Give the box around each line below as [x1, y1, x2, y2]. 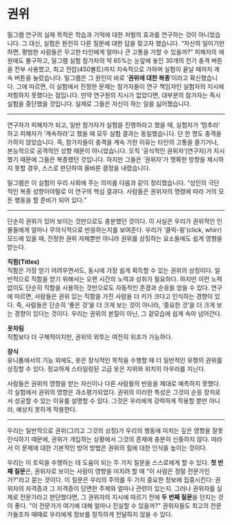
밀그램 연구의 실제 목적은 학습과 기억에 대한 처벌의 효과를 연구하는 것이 [7, 30, 197, 39]
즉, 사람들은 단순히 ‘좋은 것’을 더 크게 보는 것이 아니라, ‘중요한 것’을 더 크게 [16, 300, 215, 309]
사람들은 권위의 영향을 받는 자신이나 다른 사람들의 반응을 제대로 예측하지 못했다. [7, 379, 221, 388]
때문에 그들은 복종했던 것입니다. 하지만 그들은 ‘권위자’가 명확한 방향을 [19, 155, 206, 163]
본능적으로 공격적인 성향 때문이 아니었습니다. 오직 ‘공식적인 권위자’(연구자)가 [7, 146, 213, 155]
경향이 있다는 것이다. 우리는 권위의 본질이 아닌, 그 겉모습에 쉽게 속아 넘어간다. [14, 309, 222, 318]
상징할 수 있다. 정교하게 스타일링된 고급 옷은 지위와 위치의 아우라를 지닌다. [7, 364, 206, 373]
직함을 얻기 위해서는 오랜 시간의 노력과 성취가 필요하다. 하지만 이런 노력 [30, 274, 223, 283]
